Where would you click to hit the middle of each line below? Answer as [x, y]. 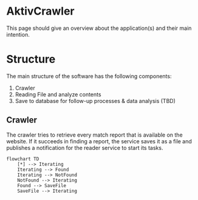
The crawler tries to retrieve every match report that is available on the [95, 135]
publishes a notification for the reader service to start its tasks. [85, 148]
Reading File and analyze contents [58, 94]
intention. [18, 34]
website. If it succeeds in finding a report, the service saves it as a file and [99, 141]
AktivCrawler [40, 11]
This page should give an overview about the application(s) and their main [99, 28]
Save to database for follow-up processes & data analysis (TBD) [95, 101]
